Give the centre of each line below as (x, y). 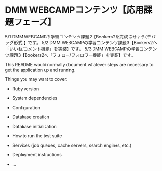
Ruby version (25, 89)
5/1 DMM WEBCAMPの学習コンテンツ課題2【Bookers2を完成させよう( (76, 37)
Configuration (26, 107)
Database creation (31, 117)
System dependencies (35, 98)
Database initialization (35, 126)
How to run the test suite (37, 136)
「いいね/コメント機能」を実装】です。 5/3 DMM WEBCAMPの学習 (72, 49)
